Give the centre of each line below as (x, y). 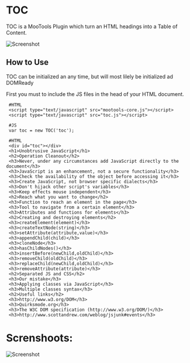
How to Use (27, 62)
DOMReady (20, 83)
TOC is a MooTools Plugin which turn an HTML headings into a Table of (92, 26)
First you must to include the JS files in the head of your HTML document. (95, 94)
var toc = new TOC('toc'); (42, 130)
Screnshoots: (39, 338)
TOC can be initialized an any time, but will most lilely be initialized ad (90, 76)
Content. (17, 32)
